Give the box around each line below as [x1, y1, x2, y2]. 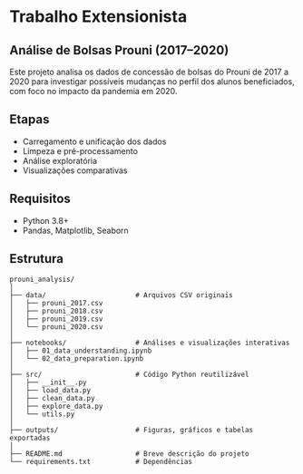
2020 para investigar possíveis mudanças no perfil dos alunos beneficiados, [9, 76, 295, 87]
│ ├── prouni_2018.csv [9, 306, 103, 316]
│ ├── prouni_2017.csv [9, 299, 103, 308]
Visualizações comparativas [22, 165, 129, 176]
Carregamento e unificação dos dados [22, 136, 167, 147]
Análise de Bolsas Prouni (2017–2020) [9, 43, 230, 58]
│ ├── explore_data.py [9, 401, 103, 411]
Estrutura [9, 251, 64, 266]
